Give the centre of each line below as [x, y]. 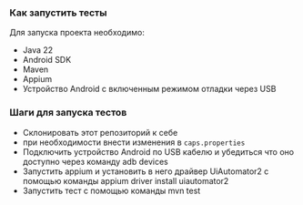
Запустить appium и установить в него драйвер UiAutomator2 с [146, 171]
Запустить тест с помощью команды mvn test [111, 190]
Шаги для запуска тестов [68, 113]
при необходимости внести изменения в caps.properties [134, 142]
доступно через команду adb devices [95, 161]
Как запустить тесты [58, 13]
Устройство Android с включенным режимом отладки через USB [149, 89]
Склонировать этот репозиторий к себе [100, 132]
